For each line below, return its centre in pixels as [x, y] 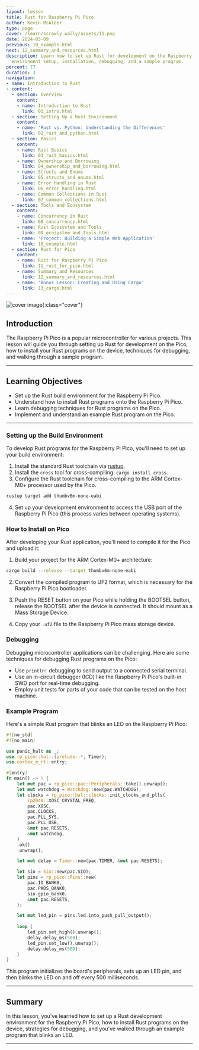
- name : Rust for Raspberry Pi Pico [62, 260]
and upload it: [23, 548]
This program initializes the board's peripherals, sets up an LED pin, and [94, 971]
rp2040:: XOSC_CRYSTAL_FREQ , [62, 800]
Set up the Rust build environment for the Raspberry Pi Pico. [88, 395]
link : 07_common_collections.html [65, 200]
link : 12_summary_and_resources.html [68, 277]
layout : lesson [25, 12]
